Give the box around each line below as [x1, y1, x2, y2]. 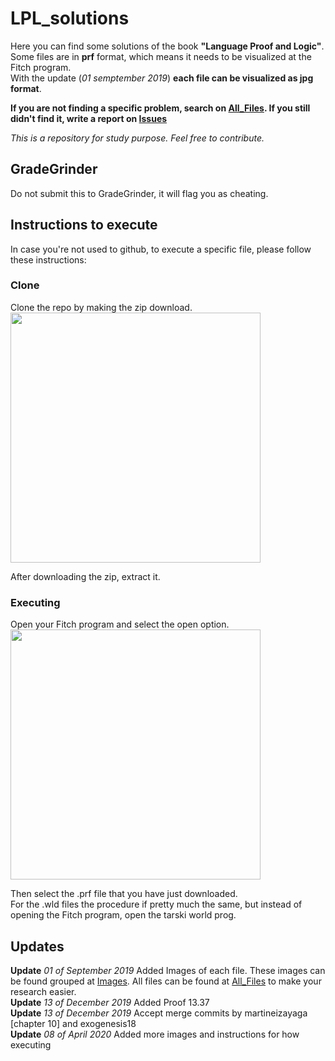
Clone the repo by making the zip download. [10, 301, 193, 313]
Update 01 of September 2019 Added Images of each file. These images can [10, 964, 326, 976]
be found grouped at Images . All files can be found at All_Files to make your [10, 975, 322, 987]
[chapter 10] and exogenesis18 [10, 1017, 137, 1029]
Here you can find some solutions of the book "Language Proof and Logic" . [10, 40, 325, 52]
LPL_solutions [10, 7, 130, 30]
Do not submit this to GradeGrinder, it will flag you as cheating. [10, 187, 269, 199]
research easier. [10, 985, 77, 997]
